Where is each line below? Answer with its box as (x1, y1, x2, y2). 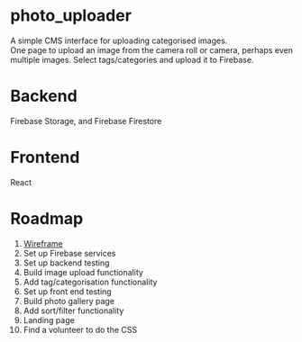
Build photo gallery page (23, 295, 115, 306)
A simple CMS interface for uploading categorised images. (10, 35, 228, 46)
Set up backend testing (23, 257, 110, 268)
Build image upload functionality (23, 266, 143, 277)
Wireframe (23, 238, 63, 248)
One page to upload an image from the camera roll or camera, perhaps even (10, 44, 294, 55)
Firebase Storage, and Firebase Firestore (10, 115, 162, 126)
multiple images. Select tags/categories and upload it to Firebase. (10, 54, 254, 65)
